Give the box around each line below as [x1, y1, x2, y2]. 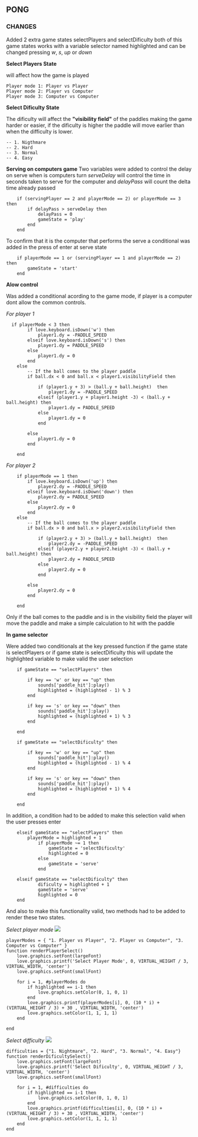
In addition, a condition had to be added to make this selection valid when [6, 812, 186, 819]
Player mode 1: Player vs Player [6, 83, 89, 89]
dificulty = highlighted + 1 [37, 882, 110, 887]
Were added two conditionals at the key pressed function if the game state [6, 643, 188, 650]
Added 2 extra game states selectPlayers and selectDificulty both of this [6, 36, 182, 43]
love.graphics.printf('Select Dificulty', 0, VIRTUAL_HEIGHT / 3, [17, 1063, 184, 1069]
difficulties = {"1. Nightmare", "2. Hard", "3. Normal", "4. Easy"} [6, 1048, 181, 1054]
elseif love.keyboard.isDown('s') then [27, 337, 126, 343]
